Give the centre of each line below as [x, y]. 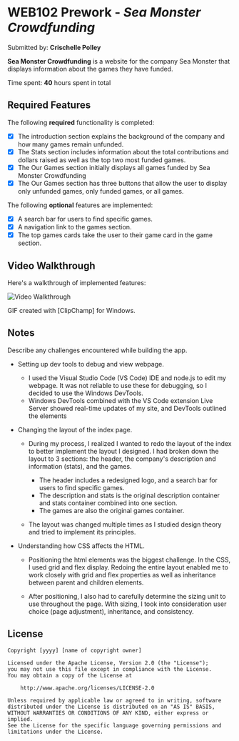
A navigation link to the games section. [75, 227]
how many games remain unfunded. [71, 144]
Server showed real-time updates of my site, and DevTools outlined [127, 408]
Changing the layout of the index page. [75, 429]
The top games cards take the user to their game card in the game [115, 235]
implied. [20, 719]
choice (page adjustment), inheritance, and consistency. [111, 611]
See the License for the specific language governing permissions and [115, 725]
